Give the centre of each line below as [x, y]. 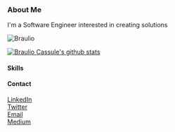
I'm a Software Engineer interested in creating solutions [87, 25]
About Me [25, 10]
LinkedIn [20, 100]
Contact [19, 84]
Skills [15, 68]
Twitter [18, 107]
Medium [19, 122]
